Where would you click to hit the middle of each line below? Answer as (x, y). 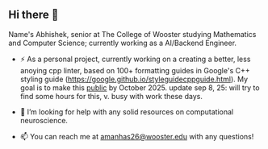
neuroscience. (44, 120)
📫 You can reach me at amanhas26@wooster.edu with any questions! (137, 136)
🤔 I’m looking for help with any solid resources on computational (127, 112)
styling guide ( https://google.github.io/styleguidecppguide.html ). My (134, 79)
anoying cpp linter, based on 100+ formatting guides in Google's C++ (135, 70)
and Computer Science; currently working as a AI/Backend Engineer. (122, 43)
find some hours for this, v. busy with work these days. (111, 96)
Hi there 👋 (33, 15)
